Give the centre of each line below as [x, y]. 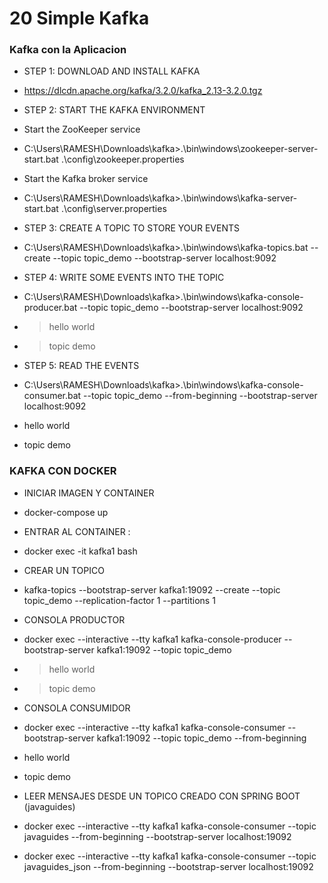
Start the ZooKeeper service [82, 129]
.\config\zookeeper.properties [122, 159]
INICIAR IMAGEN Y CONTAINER [89, 493]
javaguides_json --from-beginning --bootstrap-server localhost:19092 [168, 866]
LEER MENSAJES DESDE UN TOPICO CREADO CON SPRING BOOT [162, 796]
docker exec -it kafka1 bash [80, 551]
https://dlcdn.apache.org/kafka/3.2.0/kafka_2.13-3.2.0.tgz [143, 91]
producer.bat [50, 308]
